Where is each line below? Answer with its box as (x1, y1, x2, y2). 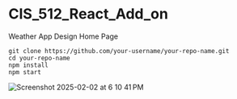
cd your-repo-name (8, 54, 70, 62)
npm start (8, 68, 42, 76)
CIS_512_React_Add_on (8, 5, 168, 23)
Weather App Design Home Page (8, 31, 119, 41)
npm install (8, 61, 49, 69)
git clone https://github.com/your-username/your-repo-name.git (8, 47, 230, 55)
